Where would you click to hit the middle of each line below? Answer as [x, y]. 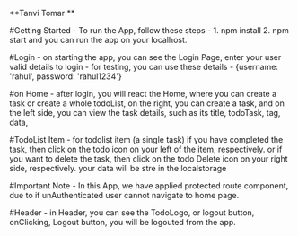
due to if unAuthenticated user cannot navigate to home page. [124, 195]
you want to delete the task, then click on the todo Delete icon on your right [149, 159]
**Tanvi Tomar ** [42, 13]
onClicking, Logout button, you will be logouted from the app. [123, 222]
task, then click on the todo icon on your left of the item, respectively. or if [146, 149]
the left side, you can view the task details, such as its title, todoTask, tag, [145, 113]
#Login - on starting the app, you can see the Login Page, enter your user [145, 57]
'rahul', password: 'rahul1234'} [66, 76]
